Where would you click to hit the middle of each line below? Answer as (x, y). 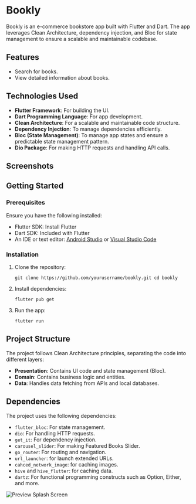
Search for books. (36, 71)
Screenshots (30, 166)
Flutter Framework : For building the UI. (62, 110)
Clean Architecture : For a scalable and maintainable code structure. (97, 122)
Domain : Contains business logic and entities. (70, 377)
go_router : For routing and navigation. (60, 452)
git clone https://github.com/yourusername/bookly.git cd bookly (96, 278)
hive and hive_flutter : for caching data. (64, 471)
